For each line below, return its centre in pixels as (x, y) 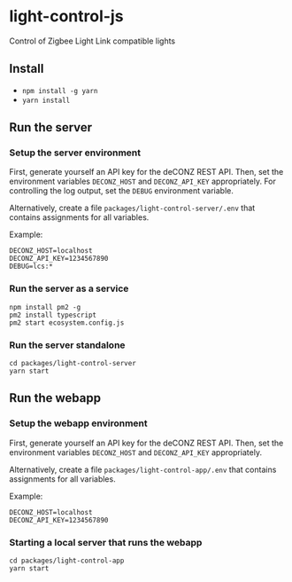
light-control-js (66, 16)
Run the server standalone (67, 345)
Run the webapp (55, 398)
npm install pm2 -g (45, 307)
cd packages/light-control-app (67, 561)
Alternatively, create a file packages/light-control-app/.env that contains (143, 469)
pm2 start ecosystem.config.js (67, 322)
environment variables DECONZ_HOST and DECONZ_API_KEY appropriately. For (143, 181)
